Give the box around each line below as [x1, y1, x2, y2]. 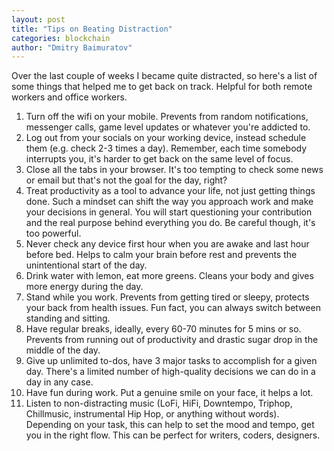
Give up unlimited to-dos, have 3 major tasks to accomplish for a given [25, 355, 318, 367]
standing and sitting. [25, 312, 111, 325]
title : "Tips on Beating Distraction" [11, 24, 173, 34]
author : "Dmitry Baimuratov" [11, 42, 133, 53]
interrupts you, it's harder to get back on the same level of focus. [25, 153, 294, 165]
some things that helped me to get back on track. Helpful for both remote [11, 81, 313, 93]
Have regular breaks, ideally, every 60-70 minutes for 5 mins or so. [25, 323, 302, 335]
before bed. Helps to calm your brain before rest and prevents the [25, 249, 298, 261]
